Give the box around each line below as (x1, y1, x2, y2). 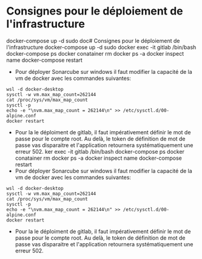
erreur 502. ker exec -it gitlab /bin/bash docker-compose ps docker (15, 148, 185, 155)
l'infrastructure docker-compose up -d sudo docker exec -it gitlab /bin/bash (6, 44, 197, 51)
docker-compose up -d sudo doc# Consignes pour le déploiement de (6, 37, 180, 44)
